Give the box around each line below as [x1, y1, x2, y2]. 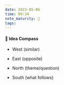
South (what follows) [12, 75, 54, 81]
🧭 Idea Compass [5, 35, 39, 41]
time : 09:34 [5, 12, 29, 17]
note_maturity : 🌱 [5, 16, 40, 21]
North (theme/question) [12, 65, 60, 71]
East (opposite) [12, 56, 43, 62]
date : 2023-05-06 [5, 7, 40, 12]
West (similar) [12, 47, 40, 52]
